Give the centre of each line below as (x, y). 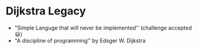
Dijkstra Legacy (46, 11)
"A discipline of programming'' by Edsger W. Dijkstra (80, 40)
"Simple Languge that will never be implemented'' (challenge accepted (103, 28)
